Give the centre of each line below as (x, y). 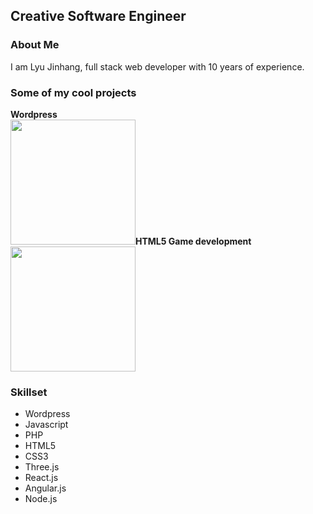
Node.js (41, 499)
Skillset (29, 392)
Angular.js (45, 488)
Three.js (42, 467)
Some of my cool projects (73, 92)
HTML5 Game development (193, 241)
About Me (35, 45)
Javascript (46, 425)
